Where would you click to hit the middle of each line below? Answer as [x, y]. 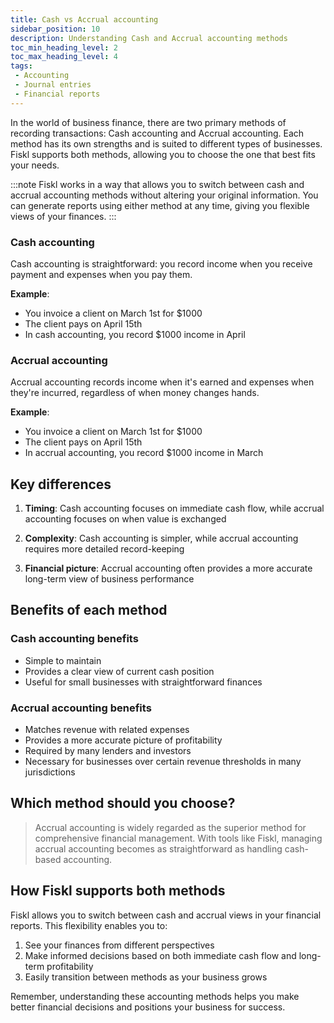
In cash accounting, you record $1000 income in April [135, 334]
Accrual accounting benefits [81, 708]
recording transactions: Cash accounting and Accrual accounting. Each [157, 133]
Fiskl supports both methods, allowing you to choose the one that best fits [163, 154]
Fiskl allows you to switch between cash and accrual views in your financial [166, 915]
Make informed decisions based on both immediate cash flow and [160, 955]
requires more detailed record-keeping [104, 549]
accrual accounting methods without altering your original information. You [164, 195]
